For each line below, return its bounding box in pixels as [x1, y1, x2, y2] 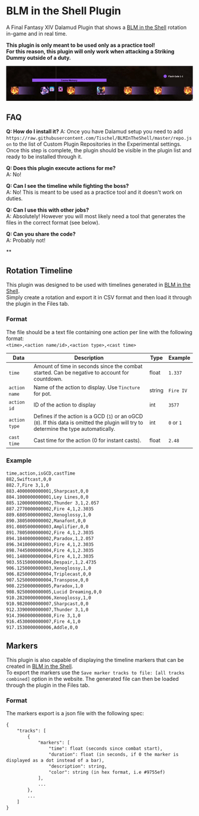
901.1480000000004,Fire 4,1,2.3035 [6, 553, 94, 559]
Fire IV [168, 388, 188, 394]
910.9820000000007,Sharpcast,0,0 [6, 601, 89, 607]
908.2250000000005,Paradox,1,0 [6, 583, 84, 589]
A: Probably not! [6, 237, 46, 244]
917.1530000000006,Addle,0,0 [6, 625, 78, 631]
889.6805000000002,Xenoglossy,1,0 [6, 512, 92, 518]
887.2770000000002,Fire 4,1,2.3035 [6, 506, 94, 512]
